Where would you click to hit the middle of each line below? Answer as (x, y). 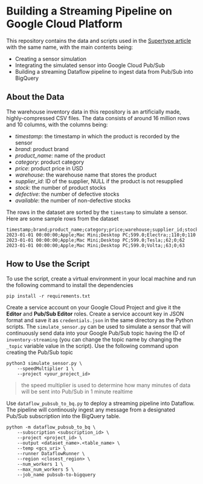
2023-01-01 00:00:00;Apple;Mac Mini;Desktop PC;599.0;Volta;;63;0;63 (96, 245)
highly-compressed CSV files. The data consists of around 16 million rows (98, 118)
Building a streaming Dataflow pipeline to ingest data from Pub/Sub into (104, 71)
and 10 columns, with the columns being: (57, 124)
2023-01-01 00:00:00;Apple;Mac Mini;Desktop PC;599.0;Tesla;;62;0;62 (96, 240)
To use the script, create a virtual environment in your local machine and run (101, 279)
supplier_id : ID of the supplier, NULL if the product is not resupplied (99, 181)
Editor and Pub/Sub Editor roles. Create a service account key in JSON (95, 314)
